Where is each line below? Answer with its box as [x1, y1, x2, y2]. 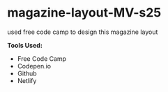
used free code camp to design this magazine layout [7, 28, 158, 36]
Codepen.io [17, 62, 51, 70]
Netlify [17, 76, 37, 84]
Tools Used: [7, 41, 43, 49]
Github [17, 69, 37, 77]
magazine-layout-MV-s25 [7, 5, 162, 21]
